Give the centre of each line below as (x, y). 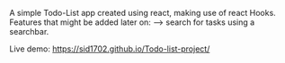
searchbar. (29, 31)
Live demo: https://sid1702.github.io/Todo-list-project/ (110, 49)
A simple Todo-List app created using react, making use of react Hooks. (142, 13)
